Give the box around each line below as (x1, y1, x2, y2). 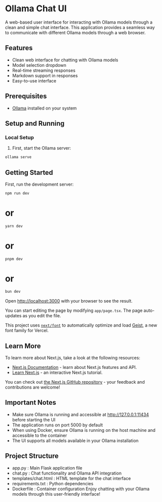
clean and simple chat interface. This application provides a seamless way (5, 24, 155, 30)
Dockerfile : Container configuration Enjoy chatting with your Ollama (12, 486, 150, 492)
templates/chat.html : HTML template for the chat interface (12, 475, 131, 481)
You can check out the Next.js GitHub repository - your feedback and (5, 379, 145, 385)
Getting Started (5, 168, 53, 177)
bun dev (5, 289, 21, 294)
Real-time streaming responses (12, 67, 76, 73)
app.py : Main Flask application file (12, 465, 83, 471)
